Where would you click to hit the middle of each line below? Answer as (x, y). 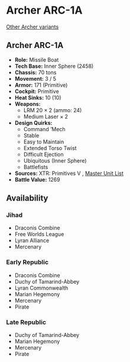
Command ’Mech (45, 129)
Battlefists (36, 167)
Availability (27, 199)
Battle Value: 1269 (37, 179)
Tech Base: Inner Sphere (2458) (54, 66)
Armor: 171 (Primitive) (41, 85)
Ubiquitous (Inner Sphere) (55, 160)
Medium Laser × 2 (46, 116)
